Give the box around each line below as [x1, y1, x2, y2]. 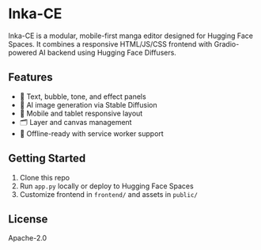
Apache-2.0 [8, 233, 47, 243]
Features [8, 70, 53, 84]
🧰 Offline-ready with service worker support [19, 128, 164, 138]
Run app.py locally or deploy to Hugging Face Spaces [19, 181, 194, 191]
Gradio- [214, 39, 240, 48]
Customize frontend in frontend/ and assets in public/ [19, 189, 199, 199]
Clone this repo [19, 172, 70, 182]
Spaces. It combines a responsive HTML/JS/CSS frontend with [8, 39, 213, 48]
